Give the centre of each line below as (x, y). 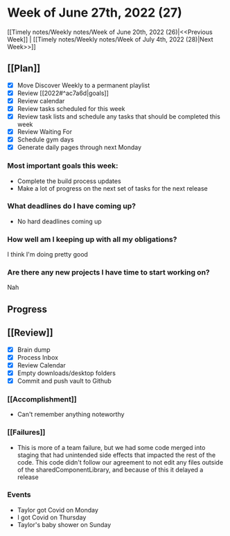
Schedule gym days (45, 139)
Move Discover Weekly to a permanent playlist (83, 85)
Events (19, 495)
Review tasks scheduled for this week (71, 108)
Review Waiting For (45, 132)
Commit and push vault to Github (64, 381)
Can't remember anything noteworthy (71, 415)
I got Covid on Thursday (52, 517)
